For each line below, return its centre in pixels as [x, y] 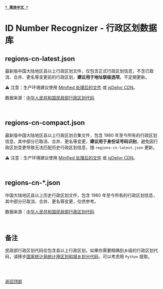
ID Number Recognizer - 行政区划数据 [81, 28]
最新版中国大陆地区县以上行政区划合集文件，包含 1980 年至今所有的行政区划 [81, 135]
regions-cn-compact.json [45, 123]
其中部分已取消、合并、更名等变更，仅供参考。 [52, 201]
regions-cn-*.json [33, 183]
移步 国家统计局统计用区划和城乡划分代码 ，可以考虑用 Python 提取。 [85, 257]
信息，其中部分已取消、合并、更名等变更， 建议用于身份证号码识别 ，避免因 [79, 141]
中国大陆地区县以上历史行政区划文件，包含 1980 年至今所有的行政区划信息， [81, 195]
